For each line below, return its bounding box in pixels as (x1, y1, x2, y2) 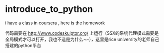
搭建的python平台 (5, 42, 41, 48)
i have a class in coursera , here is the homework (5, 20, 105, 26)
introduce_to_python (5, 3, 93, 15)
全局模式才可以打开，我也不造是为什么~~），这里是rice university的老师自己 (5, 36, 160, 42)
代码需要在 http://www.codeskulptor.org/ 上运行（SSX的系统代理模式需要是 (5, 30, 159, 36)
